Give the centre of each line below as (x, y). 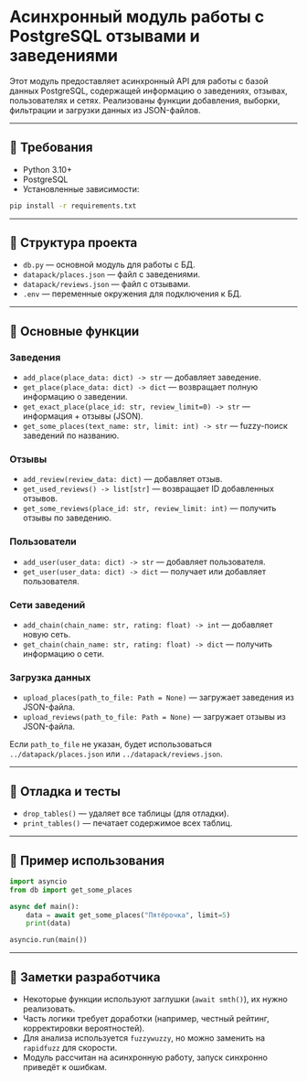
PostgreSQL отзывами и (105, 36)
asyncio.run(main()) (49, 940)
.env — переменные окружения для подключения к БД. (132, 294)
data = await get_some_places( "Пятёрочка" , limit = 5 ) (128, 915)
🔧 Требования (51, 148)
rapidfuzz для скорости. (70, 1048)
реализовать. (49, 1009)
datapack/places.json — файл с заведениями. (111, 274)
